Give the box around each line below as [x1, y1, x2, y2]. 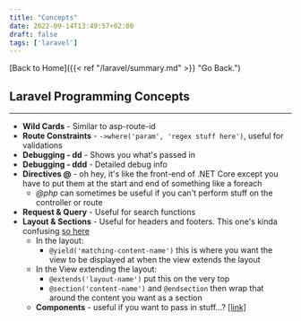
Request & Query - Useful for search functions [21, 207, 196, 218]
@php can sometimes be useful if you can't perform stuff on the [35, 187, 273, 198]
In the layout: [35, 235, 84, 247]
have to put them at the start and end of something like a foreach [21, 178, 262, 189]
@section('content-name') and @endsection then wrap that [48, 283, 264, 294]
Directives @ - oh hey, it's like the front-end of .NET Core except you [21, 169, 279, 179]
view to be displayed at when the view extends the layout [48, 255, 262, 265]
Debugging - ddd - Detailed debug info [21, 159, 168, 170]
